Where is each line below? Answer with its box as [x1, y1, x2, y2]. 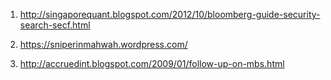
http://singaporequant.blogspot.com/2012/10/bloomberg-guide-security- [19, 9, 321, 20]
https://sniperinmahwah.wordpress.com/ [19, 39, 188, 50]
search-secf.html [19, 19, 91, 31]
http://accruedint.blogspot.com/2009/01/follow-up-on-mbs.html [19, 58, 285, 69]
